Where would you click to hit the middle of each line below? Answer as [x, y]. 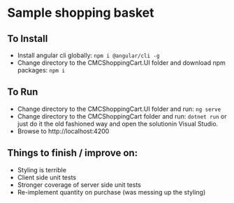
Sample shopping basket [81, 13]
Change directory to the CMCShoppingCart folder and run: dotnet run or [122, 116]
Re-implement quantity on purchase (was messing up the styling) [111, 192]
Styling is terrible [42, 170]
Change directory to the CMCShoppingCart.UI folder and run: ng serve [119, 109]
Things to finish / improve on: [73, 153]
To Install [28, 39]
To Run [23, 92]
